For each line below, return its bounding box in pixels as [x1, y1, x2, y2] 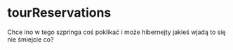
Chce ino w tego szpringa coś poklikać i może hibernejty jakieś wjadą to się [7, 28, 226, 36]
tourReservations [7, 5, 112, 21]
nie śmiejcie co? [7, 35, 54, 43]
